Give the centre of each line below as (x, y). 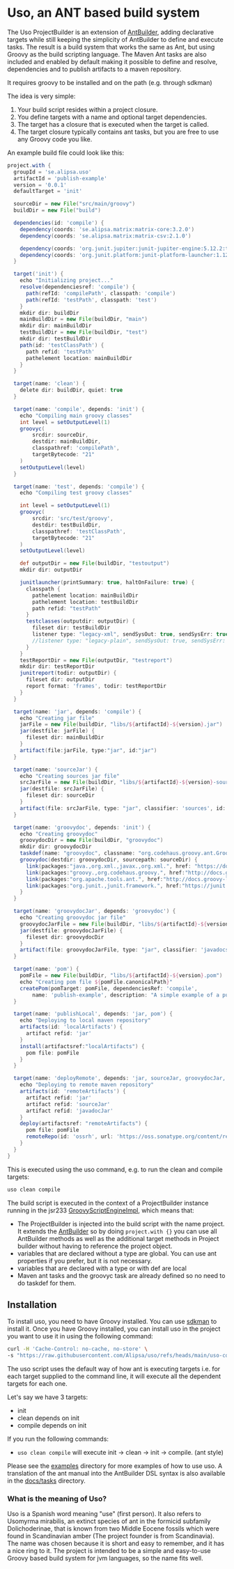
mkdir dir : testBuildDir (56, 339)
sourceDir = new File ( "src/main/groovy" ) (75, 204)
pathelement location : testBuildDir (85, 602)
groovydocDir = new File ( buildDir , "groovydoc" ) (92, 841)
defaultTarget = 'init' (48, 192)
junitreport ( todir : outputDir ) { (68, 673)
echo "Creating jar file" (57, 718)
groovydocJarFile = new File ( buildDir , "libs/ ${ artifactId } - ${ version (124, 924)
